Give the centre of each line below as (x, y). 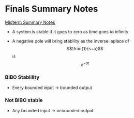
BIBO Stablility (22, 77)
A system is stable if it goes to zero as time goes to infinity (70, 31)
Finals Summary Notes (52, 9)
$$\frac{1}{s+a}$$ (85, 48)
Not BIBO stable (24, 100)
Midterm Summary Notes (30, 22)
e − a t (85, 64)
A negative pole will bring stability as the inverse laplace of (71, 41)
